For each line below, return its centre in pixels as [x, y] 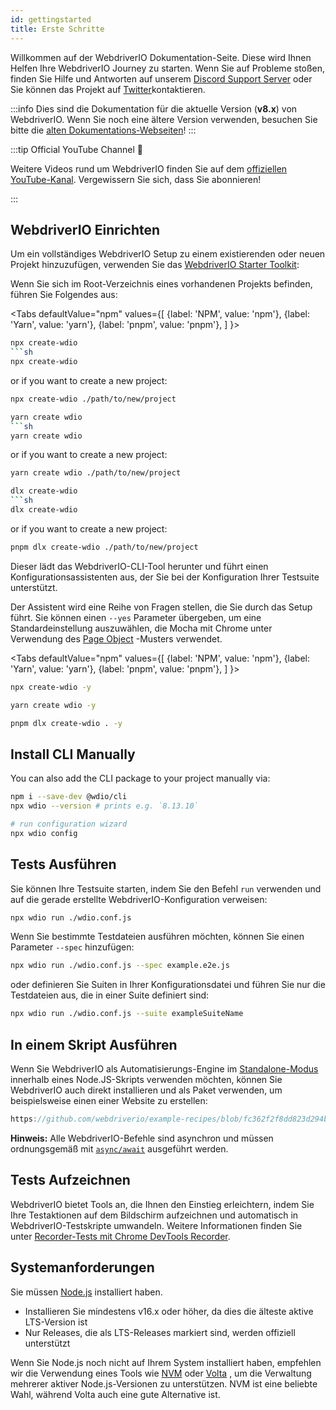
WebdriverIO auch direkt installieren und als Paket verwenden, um [146, 1090]
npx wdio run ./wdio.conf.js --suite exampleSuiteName [127, 1014]
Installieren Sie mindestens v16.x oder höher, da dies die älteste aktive [169, 1311]
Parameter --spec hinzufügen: [72, 947]
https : [24, 1119]
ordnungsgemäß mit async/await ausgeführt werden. [119, 1148]
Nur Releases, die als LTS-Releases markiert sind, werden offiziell [160, 1332]
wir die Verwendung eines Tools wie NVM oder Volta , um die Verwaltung [161, 1373]
